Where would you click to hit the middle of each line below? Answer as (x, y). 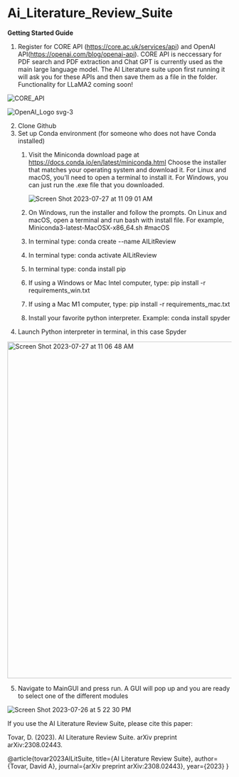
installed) (31, 141)
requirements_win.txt (59, 290)
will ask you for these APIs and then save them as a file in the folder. (118, 77)
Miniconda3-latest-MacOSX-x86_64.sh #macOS (99, 227)
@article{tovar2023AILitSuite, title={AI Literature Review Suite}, (100, 758)
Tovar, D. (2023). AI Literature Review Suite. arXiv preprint (92, 737)
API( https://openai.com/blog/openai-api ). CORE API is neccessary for (119, 54)
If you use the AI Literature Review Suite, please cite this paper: (100, 723)
